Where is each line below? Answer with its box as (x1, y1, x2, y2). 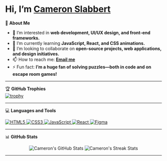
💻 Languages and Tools (5, 107, 56, 113)
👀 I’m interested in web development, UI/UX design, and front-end (12, 29, 151, 35)
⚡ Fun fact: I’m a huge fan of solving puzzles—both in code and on (12, 64, 152, 70)
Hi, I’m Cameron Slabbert (5, 3, 111, 15)
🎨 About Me (5, 20, 30, 26)
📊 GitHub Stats (5, 134, 38, 140)
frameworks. (12, 35, 40, 41)
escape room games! (12, 71, 57, 77)
